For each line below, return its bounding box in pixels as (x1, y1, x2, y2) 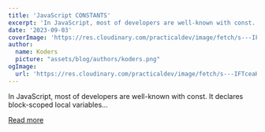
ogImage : (8, 63, 37, 71)
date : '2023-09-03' (8, 26, 73, 34)
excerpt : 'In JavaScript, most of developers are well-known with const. (8, 19, 256, 27)
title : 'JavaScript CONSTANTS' (8, 11, 111, 20)
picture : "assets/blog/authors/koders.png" (15, 56, 160, 64)
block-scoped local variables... (8, 100, 108, 109)
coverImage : (8, 33, 47, 42)
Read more (8, 115, 44, 124)
